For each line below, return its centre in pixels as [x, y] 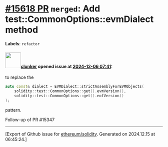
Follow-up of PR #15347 [30, 120]
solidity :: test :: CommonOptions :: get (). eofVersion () [69, 96]
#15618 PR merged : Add [53, 9]
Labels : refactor [22, 43]
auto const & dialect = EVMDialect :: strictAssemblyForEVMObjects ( [74, 87]
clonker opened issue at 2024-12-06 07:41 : [67, 66]
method [22, 30]
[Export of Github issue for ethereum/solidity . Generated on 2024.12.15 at [80, 134]
